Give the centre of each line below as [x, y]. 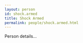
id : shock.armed [21, 14]
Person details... [21, 36]
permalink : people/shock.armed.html [41, 23]
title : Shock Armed [24, 18]
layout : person [20, 9]
